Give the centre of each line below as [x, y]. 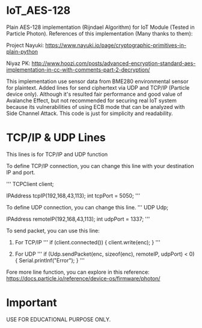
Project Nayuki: [25, 45]
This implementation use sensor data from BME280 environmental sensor [97, 81]
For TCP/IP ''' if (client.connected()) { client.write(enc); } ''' [87, 242]
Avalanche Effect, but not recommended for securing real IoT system [92, 101]
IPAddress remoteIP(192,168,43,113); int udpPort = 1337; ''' [78, 219]
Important [32, 303]
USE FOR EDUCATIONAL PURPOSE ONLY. [59, 319]
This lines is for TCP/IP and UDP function [57, 154]
